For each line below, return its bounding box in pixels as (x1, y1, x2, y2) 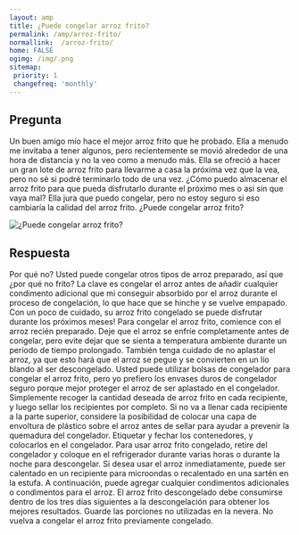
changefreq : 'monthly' (12, 79, 98, 88)
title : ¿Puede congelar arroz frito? (9, 21, 150, 30)
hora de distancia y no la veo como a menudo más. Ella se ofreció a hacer (9, 155, 281, 166)
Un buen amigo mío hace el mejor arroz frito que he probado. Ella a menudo (9, 136, 288, 147)
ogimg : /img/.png (9, 54, 74, 63)
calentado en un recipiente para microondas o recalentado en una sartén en (9, 468, 289, 479)
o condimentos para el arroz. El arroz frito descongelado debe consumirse (9, 487, 283, 498)
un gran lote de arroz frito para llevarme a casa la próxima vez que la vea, (9, 164, 280, 175)
